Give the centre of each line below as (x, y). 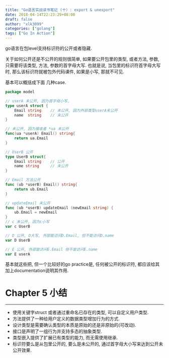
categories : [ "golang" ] (30, 29)
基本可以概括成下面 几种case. (36, 82)
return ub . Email (31, 189)
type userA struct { (27, 106)
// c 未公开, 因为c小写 (27, 222)
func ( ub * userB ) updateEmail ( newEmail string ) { (59, 208)
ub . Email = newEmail (36, 212)
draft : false (19, 19)
